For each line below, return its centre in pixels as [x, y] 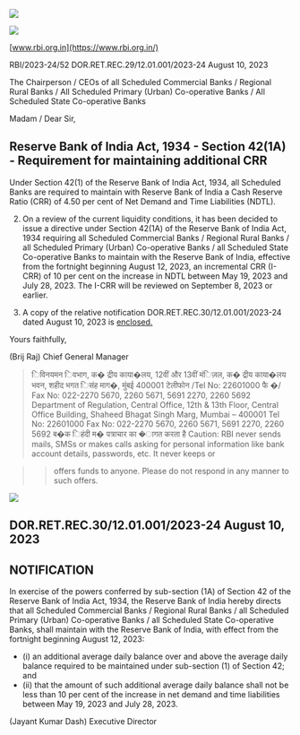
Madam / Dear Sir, [43, 118]
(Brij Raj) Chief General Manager [69, 356]
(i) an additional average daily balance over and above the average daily [155, 657]
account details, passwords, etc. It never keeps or [123, 454]
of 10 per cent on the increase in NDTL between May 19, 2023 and [166, 276]
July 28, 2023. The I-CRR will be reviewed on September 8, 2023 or [147, 285]
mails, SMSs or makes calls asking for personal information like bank [158, 444]
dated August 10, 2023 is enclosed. [87, 322]
